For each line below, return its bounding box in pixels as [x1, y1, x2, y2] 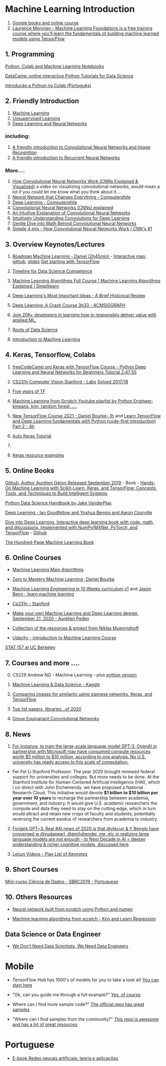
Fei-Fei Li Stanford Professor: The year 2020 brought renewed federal [12, 769, 155, 774]
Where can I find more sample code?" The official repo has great [12, 1002, 145, 1007]
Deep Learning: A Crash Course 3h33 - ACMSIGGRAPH [12, 302, 126, 308]
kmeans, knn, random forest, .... [12, 403, 78, 409]
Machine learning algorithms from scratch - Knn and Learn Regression [12, 916, 156, 922]
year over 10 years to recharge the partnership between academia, [12, 795, 150, 801]
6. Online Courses [5, 553, 62, 562]
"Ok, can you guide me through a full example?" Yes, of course [12, 992, 141, 998]
